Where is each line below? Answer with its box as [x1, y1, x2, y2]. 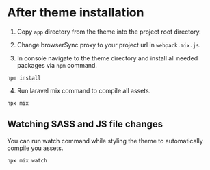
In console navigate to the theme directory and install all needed [16, 53, 198, 62]
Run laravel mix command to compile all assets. [16, 86, 151, 95]
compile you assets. [7, 144, 64, 152]
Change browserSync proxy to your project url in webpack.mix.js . [16, 40, 201, 49]
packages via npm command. [16, 61, 98, 69]
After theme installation [7, 5, 144, 21]
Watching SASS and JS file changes [7, 119, 163, 130]
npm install [7, 74, 41, 82]
